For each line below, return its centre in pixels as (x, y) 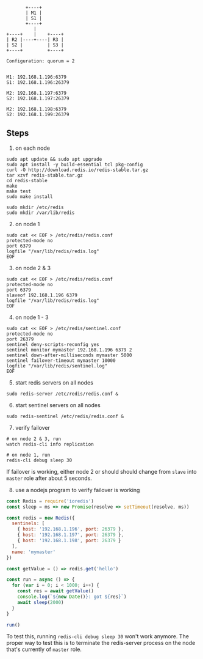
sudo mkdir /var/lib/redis (41, 213)
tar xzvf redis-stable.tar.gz (45, 175)
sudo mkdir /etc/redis (35, 207)
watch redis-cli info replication (50, 444)
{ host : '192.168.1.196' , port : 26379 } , (70, 529)
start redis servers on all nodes (54, 382)
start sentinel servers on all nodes (58, 405)
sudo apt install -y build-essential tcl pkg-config (75, 164)
